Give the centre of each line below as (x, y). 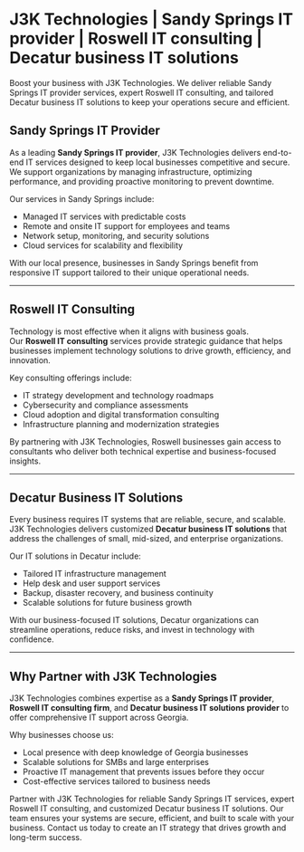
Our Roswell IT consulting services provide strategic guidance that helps (146, 340)
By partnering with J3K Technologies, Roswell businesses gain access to (146, 441)
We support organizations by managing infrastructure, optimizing (131, 171)
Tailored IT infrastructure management (95, 574)
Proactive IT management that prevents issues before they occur (143, 772)
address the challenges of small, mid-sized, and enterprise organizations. (146, 539)
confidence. (32, 639)
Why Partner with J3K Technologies (113, 676)
